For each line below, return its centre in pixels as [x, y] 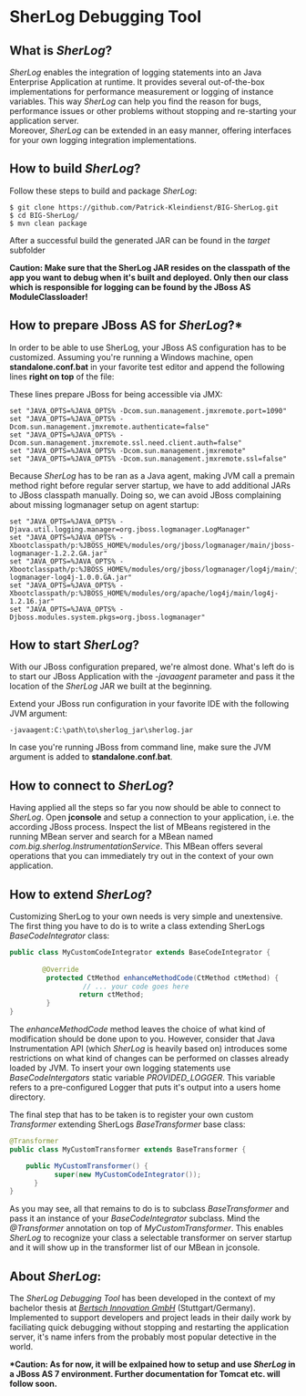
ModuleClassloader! [49, 296]
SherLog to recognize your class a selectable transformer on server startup [151, 1238]
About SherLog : [56, 1276]
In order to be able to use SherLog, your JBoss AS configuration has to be [148, 347]
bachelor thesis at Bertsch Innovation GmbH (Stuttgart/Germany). [133, 1308]
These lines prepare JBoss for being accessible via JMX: [116, 394]
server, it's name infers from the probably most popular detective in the [143, 1337]
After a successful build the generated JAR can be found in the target [140, 240]
